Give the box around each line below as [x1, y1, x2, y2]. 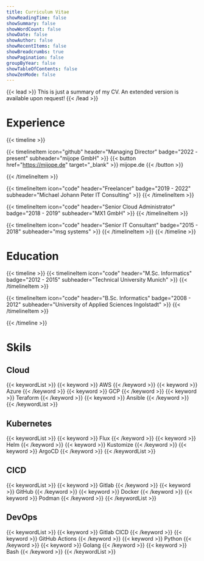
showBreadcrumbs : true [6, 49, 64, 55]
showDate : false [6, 32, 47, 38]
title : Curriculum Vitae [6, 9, 69, 15]
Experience [6, 116, 65, 130]
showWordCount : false [6, 26, 62, 32]
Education [6, 249, 59, 263]
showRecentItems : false [6, 43, 67, 50]
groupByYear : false [6, 60, 56, 66]
